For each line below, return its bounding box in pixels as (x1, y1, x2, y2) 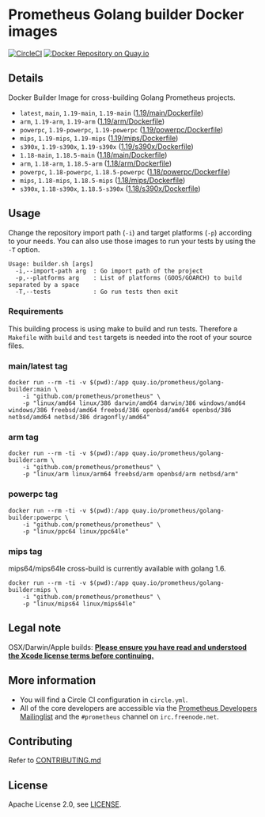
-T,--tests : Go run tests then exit (15, 288, 179, 296)
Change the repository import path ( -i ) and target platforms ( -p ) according (8, 227, 252, 237)
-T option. (8, 244, 40, 254)
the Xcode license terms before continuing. (8, 651, 154, 660)
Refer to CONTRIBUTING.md (8, 755, 101, 765)
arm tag (8, 432, 39, 443)
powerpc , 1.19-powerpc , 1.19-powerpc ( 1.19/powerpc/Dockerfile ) (19, 124, 224, 134)
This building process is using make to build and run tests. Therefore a (8, 323, 238, 334)
